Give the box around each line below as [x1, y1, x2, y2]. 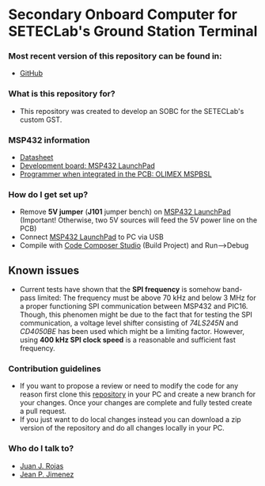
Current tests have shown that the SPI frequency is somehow [19, 285, 221, 294]
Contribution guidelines [8, 363, 101, 374]
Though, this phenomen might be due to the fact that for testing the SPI [19, 310, 253, 320]
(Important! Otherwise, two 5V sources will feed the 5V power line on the [19, 215, 258, 225]
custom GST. [19, 115, 62, 124]
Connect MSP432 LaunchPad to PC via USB [19, 232, 164, 242]
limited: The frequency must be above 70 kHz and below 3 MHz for [37, 293, 256, 302]
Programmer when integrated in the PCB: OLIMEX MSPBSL [19, 169, 212, 179]
